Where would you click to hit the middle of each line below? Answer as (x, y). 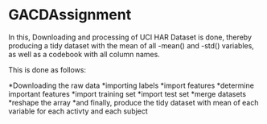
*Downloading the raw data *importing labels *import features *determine (131, 85)
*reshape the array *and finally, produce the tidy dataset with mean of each (133, 102)
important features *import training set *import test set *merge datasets (127, 93)
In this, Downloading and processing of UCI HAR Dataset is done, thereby (130, 37)
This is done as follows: (47, 69)
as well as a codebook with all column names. (84, 54)
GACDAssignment (70, 15)
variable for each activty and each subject (78, 111)
